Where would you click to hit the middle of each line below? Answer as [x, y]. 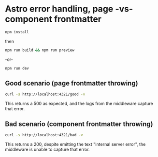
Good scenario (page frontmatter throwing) [72, 83]
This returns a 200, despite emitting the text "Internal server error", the [75, 144]
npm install [17, 32]
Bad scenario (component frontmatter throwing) [79, 124]
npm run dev [17, 68]
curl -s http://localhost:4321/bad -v [44, 135]
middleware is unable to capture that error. [47, 149]
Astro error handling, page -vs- [69, 9]
